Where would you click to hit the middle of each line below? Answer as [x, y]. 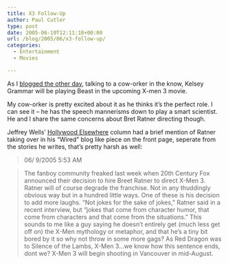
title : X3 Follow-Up [37, 13]
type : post [23, 26]
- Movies [26, 58]
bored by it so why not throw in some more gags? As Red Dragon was [123, 239]
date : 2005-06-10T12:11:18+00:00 [55, 33]
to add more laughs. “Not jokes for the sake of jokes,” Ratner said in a [122, 202]
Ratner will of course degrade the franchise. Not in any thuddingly [117, 188]
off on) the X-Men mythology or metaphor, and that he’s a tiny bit [116, 231]
